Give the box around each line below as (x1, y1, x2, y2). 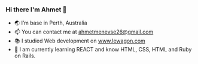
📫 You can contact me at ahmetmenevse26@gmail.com (14, 28, 154, 35)
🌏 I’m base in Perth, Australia (14, 19, 87, 26)
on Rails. (14, 52, 36, 59)
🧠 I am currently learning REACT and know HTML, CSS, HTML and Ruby (14, 46, 192, 53)
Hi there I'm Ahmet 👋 (5, 5, 67, 14)
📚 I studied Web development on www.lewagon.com (14, 37, 146, 44)
